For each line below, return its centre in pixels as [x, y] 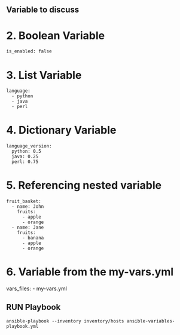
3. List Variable [44, 75]
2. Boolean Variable [56, 36]
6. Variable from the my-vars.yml [90, 272]
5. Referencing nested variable [84, 185]
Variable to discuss [43, 10]
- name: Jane [28, 228]
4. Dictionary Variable [61, 130]
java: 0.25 [25, 157]
